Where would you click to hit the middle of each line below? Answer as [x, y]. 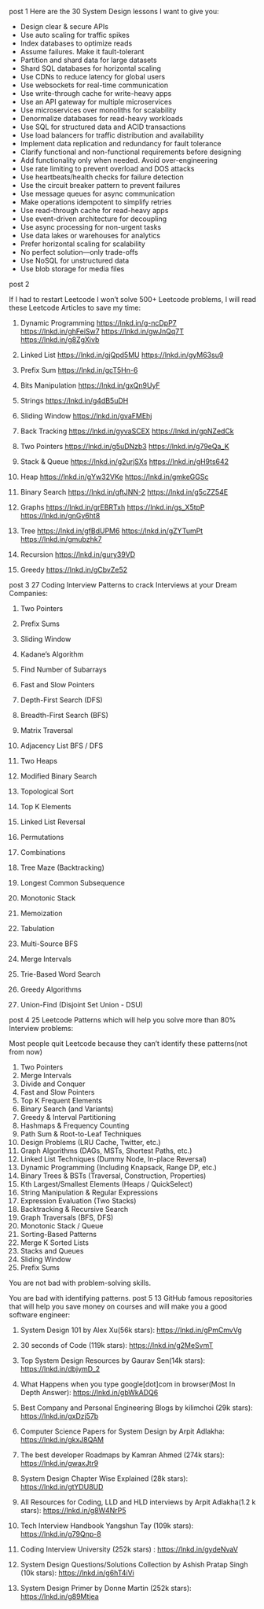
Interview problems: [41, 1028]
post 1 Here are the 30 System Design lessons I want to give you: [114, 11]
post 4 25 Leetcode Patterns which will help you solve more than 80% [123, 1020]
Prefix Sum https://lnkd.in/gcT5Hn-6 [79, 370]
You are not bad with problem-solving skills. [80, 1283]
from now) [26, 1052]
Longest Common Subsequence [72, 883]
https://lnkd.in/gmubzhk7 [61, 539]
